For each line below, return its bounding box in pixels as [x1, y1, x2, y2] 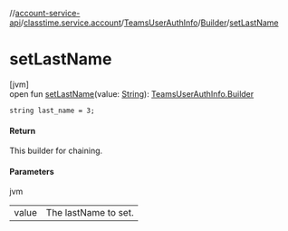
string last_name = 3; [9, 106, 95, 115]
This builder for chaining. [9, 145, 103, 157]
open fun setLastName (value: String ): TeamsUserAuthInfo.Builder [9, 88, 254, 99]
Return [9, 125, 36, 136]
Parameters [9, 166, 54, 177]
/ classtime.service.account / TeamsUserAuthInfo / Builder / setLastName [20, 17, 279, 28]
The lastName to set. [45, 207, 134, 219]
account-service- [14, 8, 81, 18]
